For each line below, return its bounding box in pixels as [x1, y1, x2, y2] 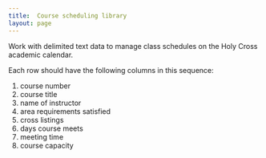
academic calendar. [8, 50, 74, 59]
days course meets [19, 124, 84, 133]
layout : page [8, 19, 52, 27]
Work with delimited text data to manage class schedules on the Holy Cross [8, 41, 258, 51]
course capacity [19, 140, 74, 150]
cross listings [19, 115, 64, 124]
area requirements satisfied [19, 106, 111, 116]
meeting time [19, 132, 64, 141]
